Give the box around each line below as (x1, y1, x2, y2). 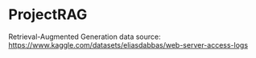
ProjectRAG (8, 6, 88, 24)
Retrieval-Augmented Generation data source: (8, 32, 161, 41)
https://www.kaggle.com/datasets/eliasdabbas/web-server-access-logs (8, 40, 248, 49)
